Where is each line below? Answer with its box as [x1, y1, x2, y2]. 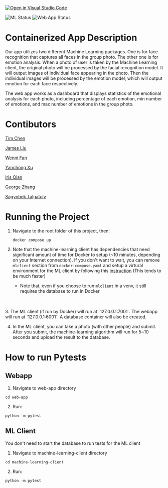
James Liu [5, 145, 27, 151]
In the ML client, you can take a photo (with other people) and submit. [12, 323, 156, 329]
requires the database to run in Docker [20, 288, 100, 294]
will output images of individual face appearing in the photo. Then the [5, 70, 149, 76]
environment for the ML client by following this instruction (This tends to [12, 268, 161, 274]
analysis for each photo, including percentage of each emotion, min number [5, 95, 162, 101]
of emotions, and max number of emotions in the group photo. [5, 101, 134, 107]
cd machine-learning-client [5, 459, 64, 464]
